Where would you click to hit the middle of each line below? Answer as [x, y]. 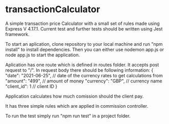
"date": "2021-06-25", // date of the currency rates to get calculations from [84, 75]
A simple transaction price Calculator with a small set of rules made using [82, 23]
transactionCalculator [53, 9]
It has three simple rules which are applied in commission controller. [77, 106]
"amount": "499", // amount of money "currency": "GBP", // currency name [84, 81]
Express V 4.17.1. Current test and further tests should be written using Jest [84, 28]
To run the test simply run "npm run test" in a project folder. [68, 116]
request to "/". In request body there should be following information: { [79, 70]
